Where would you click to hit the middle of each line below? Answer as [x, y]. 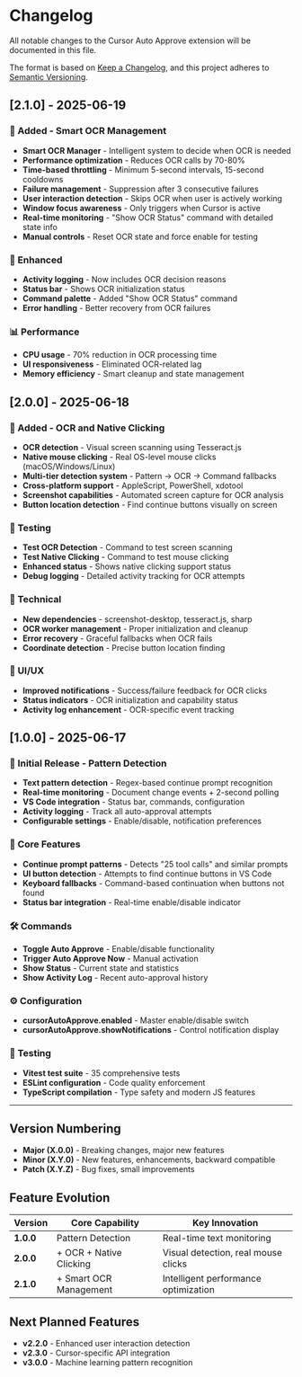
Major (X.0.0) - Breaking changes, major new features [123, 1150]
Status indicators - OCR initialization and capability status [130, 700]
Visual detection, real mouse [222, 1253]
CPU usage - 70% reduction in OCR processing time [120, 355]
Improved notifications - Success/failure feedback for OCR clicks [145, 690]
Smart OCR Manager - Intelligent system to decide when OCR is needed [157, 150]
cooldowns [43, 179]
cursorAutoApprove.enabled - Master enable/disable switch [135, 1020]
